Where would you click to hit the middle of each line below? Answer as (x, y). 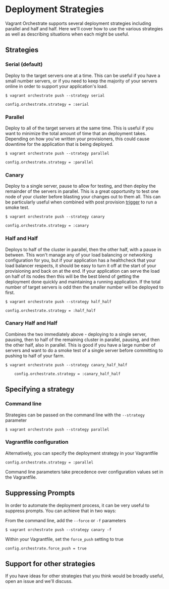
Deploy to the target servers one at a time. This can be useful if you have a (83, 75)
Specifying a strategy (40, 389)
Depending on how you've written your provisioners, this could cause (77, 139)
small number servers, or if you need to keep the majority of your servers (81, 81)
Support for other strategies (50, 564)
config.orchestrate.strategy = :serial (47, 104)
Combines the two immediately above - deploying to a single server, (76, 334)
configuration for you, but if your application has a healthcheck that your (81, 260)
